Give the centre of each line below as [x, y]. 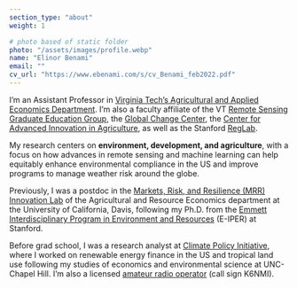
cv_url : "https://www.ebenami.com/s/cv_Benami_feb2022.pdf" [123, 75]
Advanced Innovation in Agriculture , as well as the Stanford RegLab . [133, 128]
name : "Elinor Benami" [51, 58]
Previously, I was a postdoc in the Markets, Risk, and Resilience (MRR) [137, 191]
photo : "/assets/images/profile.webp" [81, 50]
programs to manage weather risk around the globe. [104, 173]
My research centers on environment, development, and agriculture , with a [149, 145]
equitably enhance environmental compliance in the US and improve [134, 164]
